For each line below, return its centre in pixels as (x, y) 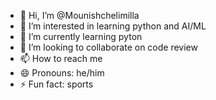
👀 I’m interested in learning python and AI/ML (113, 26)
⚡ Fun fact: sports (56, 84)
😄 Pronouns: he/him (62, 73)
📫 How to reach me (61, 58)
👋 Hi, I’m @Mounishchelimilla (79, 15)
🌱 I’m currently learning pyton (81, 36)
